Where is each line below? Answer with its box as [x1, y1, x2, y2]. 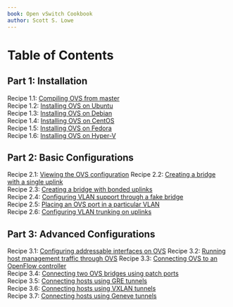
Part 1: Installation [7, 75, 88, 87]
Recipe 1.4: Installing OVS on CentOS [7, 116, 115, 125]
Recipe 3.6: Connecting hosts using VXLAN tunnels [7, 284, 156, 293]
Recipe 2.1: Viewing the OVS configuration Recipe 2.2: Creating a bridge [7, 170, 216, 179]
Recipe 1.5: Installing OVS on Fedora [7, 124, 113, 132]
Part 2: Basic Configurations [7, 151, 134, 163]
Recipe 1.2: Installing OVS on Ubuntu [7, 101, 113, 110]
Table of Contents [7, 47, 114, 63]
